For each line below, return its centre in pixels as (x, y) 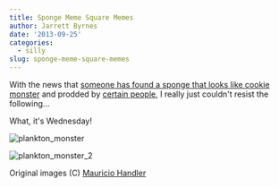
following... (30, 103)
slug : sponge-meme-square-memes (69, 59)
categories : (31, 42)
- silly (32, 51)
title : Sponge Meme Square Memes (72, 17)
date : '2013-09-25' (46, 34)
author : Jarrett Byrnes (54, 26)
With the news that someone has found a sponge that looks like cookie (139, 85)
